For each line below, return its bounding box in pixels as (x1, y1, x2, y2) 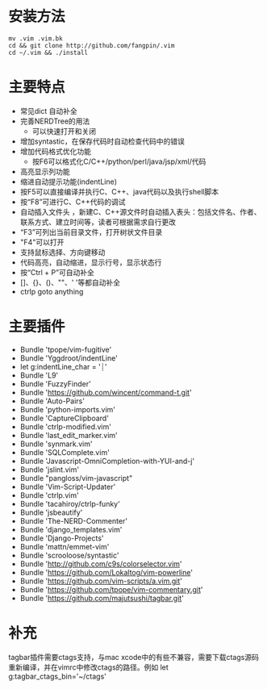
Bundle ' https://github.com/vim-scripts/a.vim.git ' (19, 576, 183, 586)
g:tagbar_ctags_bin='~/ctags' (8, 671, 106, 681)
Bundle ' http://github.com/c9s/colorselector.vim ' (19, 558, 182, 569)
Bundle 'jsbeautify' (19, 507, 83, 517)
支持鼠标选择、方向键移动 (19, 247, 106, 257)
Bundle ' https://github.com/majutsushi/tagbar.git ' (19, 593, 184, 603)
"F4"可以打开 (19, 237, 65, 247)
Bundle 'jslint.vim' (19, 465, 79, 474)
